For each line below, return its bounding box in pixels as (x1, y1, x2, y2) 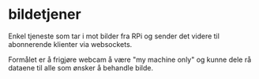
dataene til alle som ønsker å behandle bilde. (8, 63, 154, 72)
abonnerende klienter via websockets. (8, 39, 133, 48)
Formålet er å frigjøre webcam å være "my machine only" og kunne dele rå (8, 55, 252, 64)
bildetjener (8, 5, 81, 23)
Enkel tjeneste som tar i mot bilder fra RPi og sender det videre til (8, 31, 220, 41)
